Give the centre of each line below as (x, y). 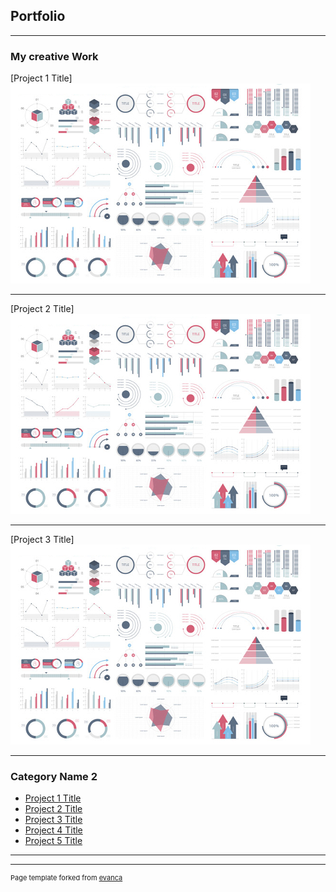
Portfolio (38, 16)
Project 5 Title (53, 841)
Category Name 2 (54, 777)
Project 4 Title (53, 830)
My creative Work (54, 56)
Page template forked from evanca (66, 878)
